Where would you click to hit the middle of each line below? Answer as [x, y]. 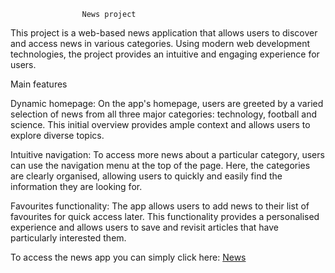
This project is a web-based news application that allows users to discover [164, 33]
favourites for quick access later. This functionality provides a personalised [165, 216]
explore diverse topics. [57, 135]
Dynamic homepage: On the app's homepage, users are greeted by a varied [167, 103]
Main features [39, 84]
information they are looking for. [76, 186]
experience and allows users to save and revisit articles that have [144, 227]
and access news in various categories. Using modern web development [160, 43]
